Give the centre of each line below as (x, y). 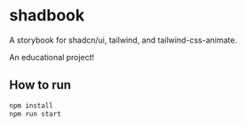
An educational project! (52, 57)
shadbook (47, 16)
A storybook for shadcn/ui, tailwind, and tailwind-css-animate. (123, 40)
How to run (40, 85)
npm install (31, 106)
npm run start (36, 114)
